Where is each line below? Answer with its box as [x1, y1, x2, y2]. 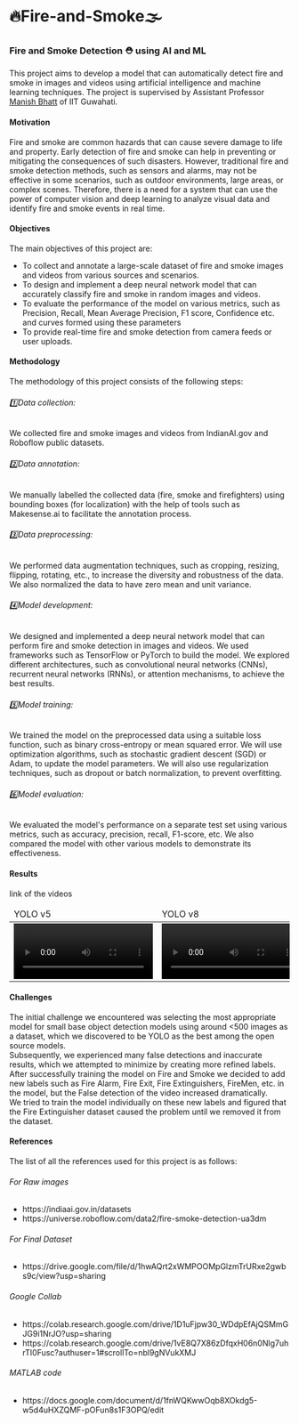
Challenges [9, 992, 53, 1003]
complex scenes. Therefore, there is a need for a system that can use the [9, 183, 279, 195]
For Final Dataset [9, 1234, 73, 1244]
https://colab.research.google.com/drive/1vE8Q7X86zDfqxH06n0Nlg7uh [21, 1338, 289, 1348]
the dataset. [9, 1115, 53, 1126]
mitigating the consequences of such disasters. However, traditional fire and [9, 156, 289, 166]
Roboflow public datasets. [9, 437, 105, 449]
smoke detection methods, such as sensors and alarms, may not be [9, 165, 257, 175]
